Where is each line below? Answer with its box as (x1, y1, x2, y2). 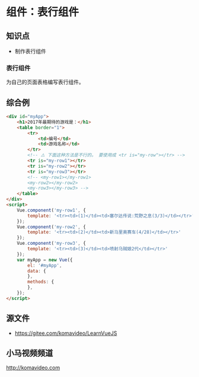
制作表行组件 (14, 48, 46, 55)
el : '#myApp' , (27, 262, 62, 269)
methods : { (27, 279, 54, 285)
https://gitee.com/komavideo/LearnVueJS (14, 330, 117, 337)
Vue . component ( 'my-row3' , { (17, 241, 86, 247)
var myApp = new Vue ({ (17, 257, 73, 263)
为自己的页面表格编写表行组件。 (6, 78, 84, 86)
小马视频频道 (6, 348, 53, 359)
